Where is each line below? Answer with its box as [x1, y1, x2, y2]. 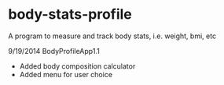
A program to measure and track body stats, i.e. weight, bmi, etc [8, 31, 217, 41]
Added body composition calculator [19, 61, 136, 71]
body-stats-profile [8, 5, 132, 23]
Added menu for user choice [19, 69, 112, 79]
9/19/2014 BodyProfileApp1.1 [8, 46, 100, 55]
